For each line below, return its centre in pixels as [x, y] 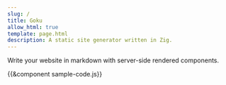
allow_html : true [33, 27]
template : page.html [38, 34]
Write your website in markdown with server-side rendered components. [113, 60]
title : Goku [25, 21]
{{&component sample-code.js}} [55, 74]
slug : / [19, 14]
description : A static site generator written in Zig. [90, 40]
